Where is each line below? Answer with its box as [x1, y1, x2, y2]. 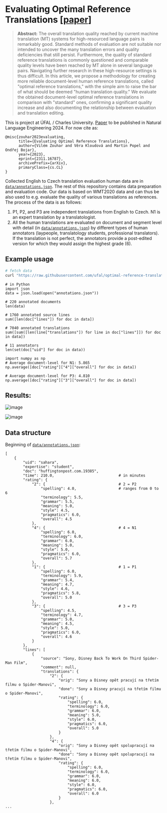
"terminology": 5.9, [40, 574, 83, 579]
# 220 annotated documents [5, 299, 61, 304]
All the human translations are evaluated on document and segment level [12, 219, 162, 225]
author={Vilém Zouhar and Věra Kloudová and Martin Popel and [18, 143, 150, 148]
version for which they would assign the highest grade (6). [12, 240, 132, 246]
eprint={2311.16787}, [18, 156, 64, 161]
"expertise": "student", [23, 465, 75, 469]
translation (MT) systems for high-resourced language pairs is [17, 36, 145, 42]
